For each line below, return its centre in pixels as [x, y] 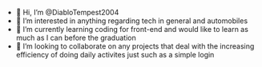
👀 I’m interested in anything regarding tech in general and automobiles [132, 21]
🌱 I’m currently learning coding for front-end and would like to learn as [132, 29]
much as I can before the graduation [76, 37]
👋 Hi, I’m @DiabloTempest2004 [67, 12]
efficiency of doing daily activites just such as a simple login [115, 55]
